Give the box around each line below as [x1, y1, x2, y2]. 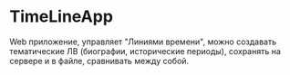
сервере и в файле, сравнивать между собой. [9, 55, 190, 66]
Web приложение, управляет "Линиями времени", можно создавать [9, 36, 277, 47]
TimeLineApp [9, 6, 114, 27]
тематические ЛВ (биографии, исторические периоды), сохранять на [9, 45, 281, 56]
